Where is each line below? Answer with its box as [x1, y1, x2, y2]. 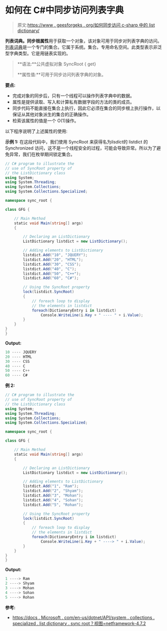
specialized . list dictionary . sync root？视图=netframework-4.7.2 [12, 620, 146, 626]
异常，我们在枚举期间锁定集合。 [9, 151, 75, 157]
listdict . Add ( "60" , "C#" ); [23, 276, 79, 281]
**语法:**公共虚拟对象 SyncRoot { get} [17, 61, 96, 67]
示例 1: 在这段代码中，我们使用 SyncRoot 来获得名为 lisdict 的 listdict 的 [5, 139, 148, 145]
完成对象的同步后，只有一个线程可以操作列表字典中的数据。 [12, 93, 135, 99]
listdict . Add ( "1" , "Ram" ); [23, 484, 79, 489]
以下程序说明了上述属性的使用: [5, 128, 68, 134]
